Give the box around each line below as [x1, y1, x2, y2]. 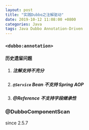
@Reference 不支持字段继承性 [12, 95, 77, 101]
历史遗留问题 [5, 55, 32, 61]
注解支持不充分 [12, 68, 44, 74]
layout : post [5, 7, 33, 13]
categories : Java [5, 21, 42, 27]
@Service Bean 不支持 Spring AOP [12, 81, 84, 87]
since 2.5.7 [5, 120, 28, 126]
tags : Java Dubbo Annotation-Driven [5, 26, 83, 31]
